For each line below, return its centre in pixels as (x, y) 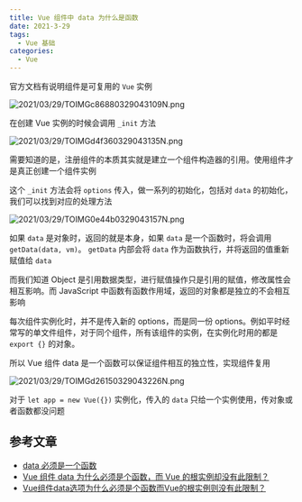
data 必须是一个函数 (59, 465)
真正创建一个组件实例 (56, 171)
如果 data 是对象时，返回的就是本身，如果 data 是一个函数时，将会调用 (141, 238)
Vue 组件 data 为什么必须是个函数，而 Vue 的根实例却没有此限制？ (146, 476)
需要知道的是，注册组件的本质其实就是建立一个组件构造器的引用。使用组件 (147, 160)
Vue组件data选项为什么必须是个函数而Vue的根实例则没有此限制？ (144, 488)
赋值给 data (31, 260)
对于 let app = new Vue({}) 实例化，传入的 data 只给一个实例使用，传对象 (147, 399)
